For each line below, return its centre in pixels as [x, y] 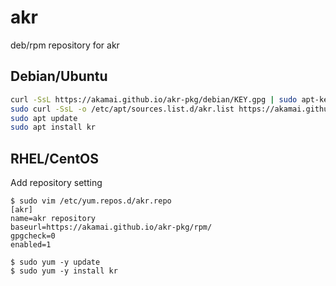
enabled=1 [31, 245]
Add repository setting [56, 183]
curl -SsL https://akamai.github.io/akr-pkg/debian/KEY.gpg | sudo [154, 99]
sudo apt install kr [53, 127]
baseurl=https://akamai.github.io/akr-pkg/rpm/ [111, 227]
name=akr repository [53, 219]
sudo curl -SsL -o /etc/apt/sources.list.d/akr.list [122, 109]
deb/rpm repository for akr [65, 45]
